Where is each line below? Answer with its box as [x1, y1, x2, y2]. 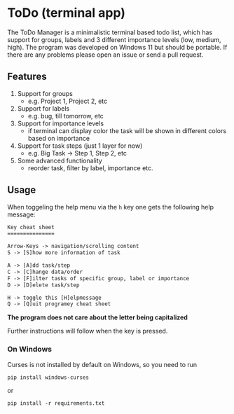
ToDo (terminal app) [7, 5, 126, 21]
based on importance [27, 134, 90, 142]
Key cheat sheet [7, 223, 55, 230]
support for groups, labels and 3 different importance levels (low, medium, [7, 35, 222, 43]
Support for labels [17, 104, 70, 113]
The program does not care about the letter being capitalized [7, 313, 188, 322]
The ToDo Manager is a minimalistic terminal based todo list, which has [7, 28, 212, 36]
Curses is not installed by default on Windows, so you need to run [7, 360, 198, 368]
